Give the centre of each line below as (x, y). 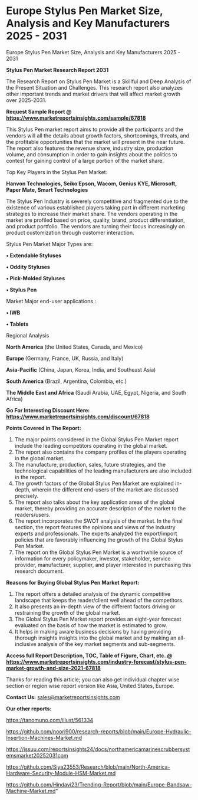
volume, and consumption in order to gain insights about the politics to (92, 154)
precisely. (27, 496)
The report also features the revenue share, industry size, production (90, 148)
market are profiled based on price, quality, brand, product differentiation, (96, 220)
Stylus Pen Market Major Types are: (49, 244)
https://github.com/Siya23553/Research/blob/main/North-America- (88, 767)
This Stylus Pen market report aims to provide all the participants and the (95, 129)
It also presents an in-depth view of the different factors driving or (95, 606)
